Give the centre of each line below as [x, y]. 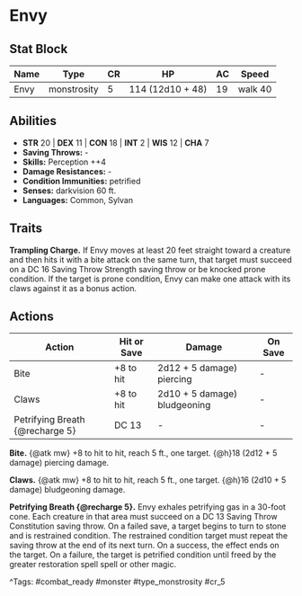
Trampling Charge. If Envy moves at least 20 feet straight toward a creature [150, 250]
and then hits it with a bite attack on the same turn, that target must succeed [151, 259]
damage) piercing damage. [59, 463]
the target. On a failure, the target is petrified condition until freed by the [143, 555]
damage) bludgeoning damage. [67, 490]
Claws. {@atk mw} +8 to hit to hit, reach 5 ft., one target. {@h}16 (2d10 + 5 [148, 480]
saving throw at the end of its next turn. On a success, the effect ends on [145, 546]
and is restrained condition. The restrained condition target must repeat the [149, 536]
